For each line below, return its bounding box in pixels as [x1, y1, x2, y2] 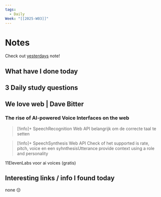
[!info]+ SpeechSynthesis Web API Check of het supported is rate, [16, 140, 149, 146]
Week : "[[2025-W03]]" [5, 16, 49, 21]
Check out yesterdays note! [5, 53, 61, 59]
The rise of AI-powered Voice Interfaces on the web [5, 115, 129, 121]
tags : [5, 7, 16, 12]
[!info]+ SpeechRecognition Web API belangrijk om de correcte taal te [16, 126, 157, 131]
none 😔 [5, 187, 21, 193]
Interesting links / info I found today [5, 174, 115, 182]
